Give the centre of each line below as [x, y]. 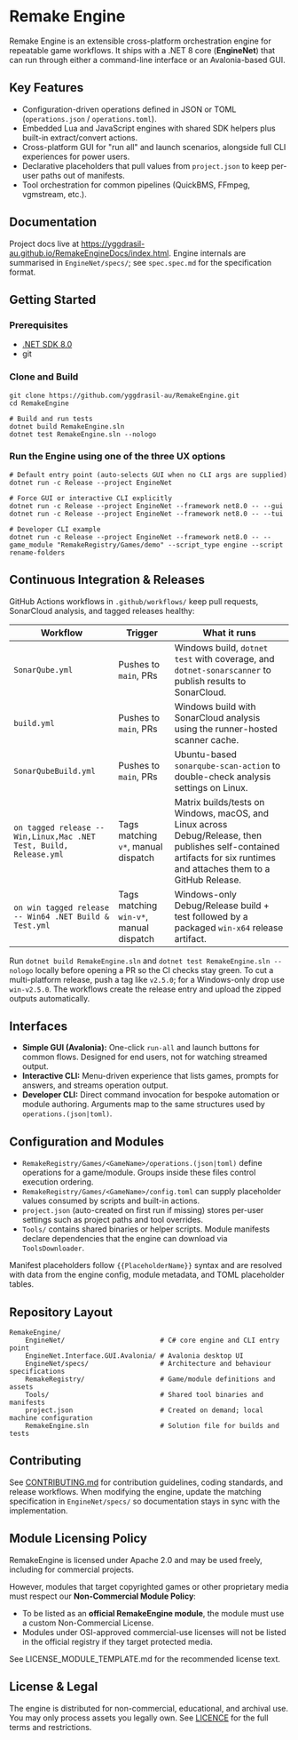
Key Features [47, 88]
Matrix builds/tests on [220, 802]
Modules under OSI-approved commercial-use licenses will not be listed [154, 1632]
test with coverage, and [224, 658]
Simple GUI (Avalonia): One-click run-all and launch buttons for [141, 1048]
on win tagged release [61, 907]
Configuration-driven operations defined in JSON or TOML [129, 109]
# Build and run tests [51, 419]
